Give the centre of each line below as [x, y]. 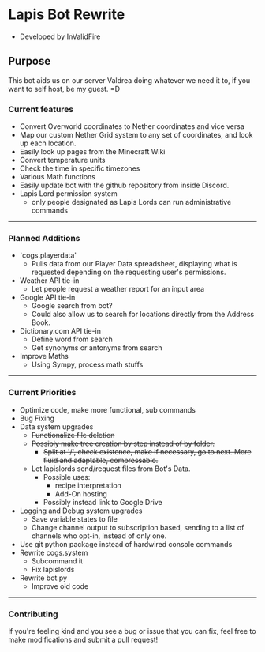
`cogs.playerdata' [48, 255]
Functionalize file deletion [73, 435]
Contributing [33, 614]
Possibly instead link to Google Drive [103, 502]
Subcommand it [57, 561]
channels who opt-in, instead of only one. [99, 536]
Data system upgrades [56, 426]
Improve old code [60, 586]
